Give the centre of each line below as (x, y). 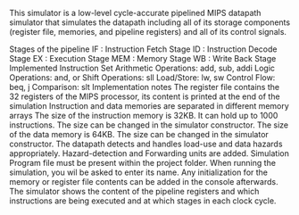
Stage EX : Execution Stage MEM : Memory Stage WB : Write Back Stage (143, 58)
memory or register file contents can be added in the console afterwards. (144, 182)
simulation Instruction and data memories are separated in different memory (149, 106)
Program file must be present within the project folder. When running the (143, 163)
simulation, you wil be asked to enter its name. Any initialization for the (138, 172)
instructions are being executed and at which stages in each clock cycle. (143, 201)
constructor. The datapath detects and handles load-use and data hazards (146, 144)
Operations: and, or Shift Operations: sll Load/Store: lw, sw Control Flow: (142, 78)
